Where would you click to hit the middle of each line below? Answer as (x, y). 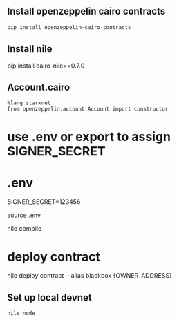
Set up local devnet (49, 297)
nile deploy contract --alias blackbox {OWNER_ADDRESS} (90, 276)
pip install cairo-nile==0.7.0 (46, 66)
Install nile (30, 49)
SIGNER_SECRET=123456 (44, 202)
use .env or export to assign (89, 136)
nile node (21, 314)
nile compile (25, 229)
